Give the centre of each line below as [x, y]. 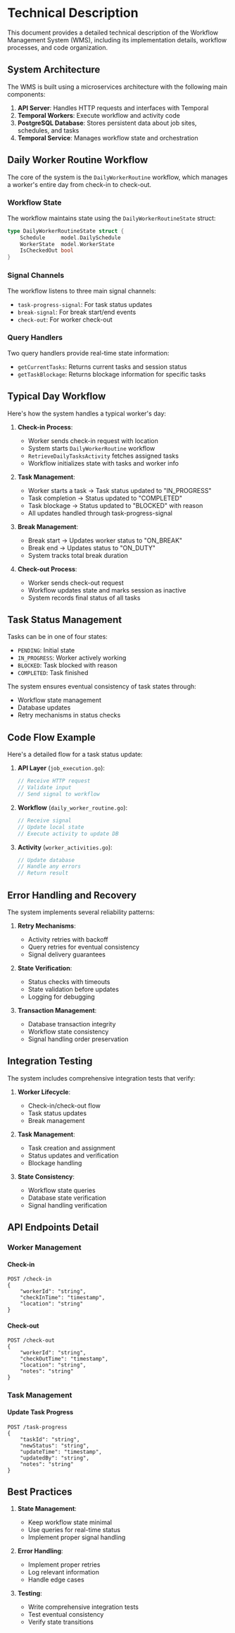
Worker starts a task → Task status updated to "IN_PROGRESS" [120, 490]
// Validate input [44, 788]
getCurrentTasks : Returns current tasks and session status [102, 366]
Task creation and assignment [72, 1148]
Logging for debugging [61, 997]
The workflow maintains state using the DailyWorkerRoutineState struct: [112, 218]
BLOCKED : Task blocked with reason [68, 665]
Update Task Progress [40, 1412]
